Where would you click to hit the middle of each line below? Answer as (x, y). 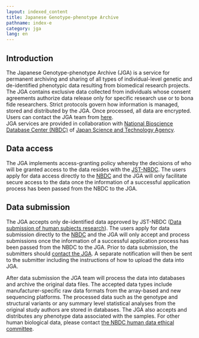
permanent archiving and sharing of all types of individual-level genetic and (99, 79)
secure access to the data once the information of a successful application (98, 182)
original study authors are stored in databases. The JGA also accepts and (97, 309)
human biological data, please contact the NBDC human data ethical (90, 322)
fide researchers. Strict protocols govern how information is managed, (93, 104)
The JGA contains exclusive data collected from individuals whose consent (99, 92)
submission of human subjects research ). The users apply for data (88, 228)
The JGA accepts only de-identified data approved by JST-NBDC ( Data (94, 221)
